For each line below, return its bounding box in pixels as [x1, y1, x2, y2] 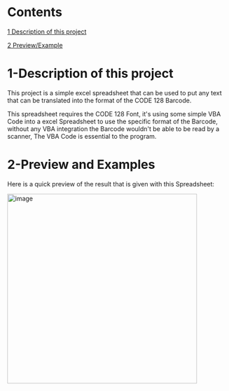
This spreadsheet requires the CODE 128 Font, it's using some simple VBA [7, 109, 221, 118]
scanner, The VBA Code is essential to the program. [7, 132, 157, 140]
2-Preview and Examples [7, 157, 155, 172]
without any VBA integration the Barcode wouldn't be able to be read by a [7, 124, 220, 133]
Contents [7, 4, 63, 20]
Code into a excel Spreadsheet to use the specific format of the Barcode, [7, 117, 218, 125]
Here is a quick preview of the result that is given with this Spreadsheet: [7, 179, 215, 188]
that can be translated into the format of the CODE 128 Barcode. [7, 96, 192, 104]
